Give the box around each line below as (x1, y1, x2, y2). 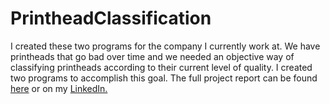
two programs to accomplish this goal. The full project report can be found (10, 72, 318, 84)
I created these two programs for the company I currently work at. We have (10, 40, 321, 52)
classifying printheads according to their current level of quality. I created (10, 61, 313, 73)
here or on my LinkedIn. (10, 82, 108, 94)
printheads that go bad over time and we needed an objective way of (10, 50, 295, 62)
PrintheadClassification (10, 7, 212, 30)
